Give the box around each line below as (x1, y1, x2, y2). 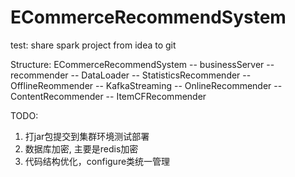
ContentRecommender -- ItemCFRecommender (10, 90, 207, 102)
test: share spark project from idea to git (10, 39, 177, 51)
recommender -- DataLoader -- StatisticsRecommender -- (10, 69, 252, 81)
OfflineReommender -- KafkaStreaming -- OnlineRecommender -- (10, 79, 283, 91)
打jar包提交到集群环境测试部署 (24, 130, 150, 142)
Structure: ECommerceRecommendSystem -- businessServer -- (10, 58, 275, 70)
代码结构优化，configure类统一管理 (24, 155, 171, 167)
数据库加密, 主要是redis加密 (24, 142, 139, 155)
